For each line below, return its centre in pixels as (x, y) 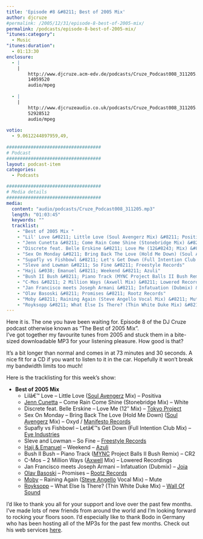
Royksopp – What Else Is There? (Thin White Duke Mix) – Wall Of (104, 486)
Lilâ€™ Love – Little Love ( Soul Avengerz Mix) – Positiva (93, 396)
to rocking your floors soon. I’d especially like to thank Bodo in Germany (96, 517)
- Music (21, 40)
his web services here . (34, 530)
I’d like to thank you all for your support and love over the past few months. (99, 504)
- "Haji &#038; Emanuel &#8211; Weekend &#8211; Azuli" (89, 271)
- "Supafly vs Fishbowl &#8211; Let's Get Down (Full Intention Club (107, 259)
